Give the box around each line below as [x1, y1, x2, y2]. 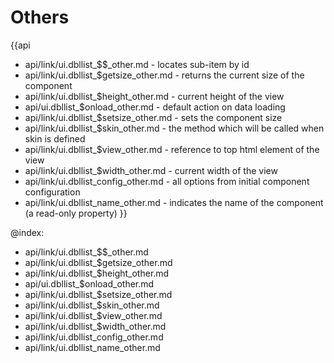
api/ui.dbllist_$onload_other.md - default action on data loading [24, 101, 286, 113]
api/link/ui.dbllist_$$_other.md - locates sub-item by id [24, 58, 250, 70]
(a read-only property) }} [24, 207, 128, 219]
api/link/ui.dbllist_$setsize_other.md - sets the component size [24, 111, 283, 123]
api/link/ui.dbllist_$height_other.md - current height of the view [24, 90, 285, 102]
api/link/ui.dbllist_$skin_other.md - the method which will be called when [24, 122, 325, 134]
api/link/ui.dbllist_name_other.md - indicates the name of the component [24, 196, 324, 208]
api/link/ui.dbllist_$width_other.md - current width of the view [24, 164, 278, 176]
